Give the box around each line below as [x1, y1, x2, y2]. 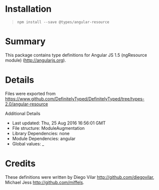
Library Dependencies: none [12, 130, 70, 136]
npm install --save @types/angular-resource [17, 20, 110, 24]
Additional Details [5, 110, 41, 116]
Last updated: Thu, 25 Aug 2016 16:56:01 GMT [12, 120, 106, 126]
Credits [5, 158, 36, 169]
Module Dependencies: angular [12, 136, 76, 142]
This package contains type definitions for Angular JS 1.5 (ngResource [5, 52, 147, 58]
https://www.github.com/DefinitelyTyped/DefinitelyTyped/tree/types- [5, 95, 145, 101]
